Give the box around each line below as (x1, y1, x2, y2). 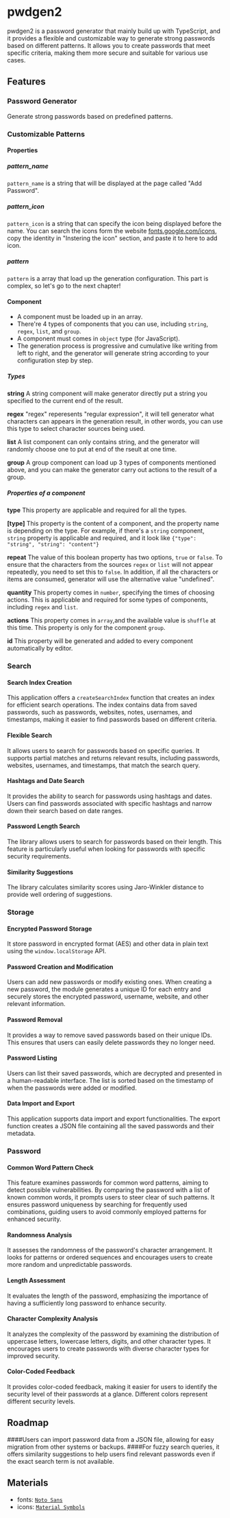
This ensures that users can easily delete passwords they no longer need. (7, 1038, 216, 1047)
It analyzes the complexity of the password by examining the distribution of (7, 1329, 220, 1338)
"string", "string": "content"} (7, 541, 99, 548)
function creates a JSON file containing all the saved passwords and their (7, 1122, 214, 1130)
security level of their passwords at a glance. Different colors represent (7, 1390, 208, 1398)
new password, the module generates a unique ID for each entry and (7, 985, 201, 994)
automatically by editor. (7, 644, 73, 653)
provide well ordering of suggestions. (7, 890, 113, 899)
